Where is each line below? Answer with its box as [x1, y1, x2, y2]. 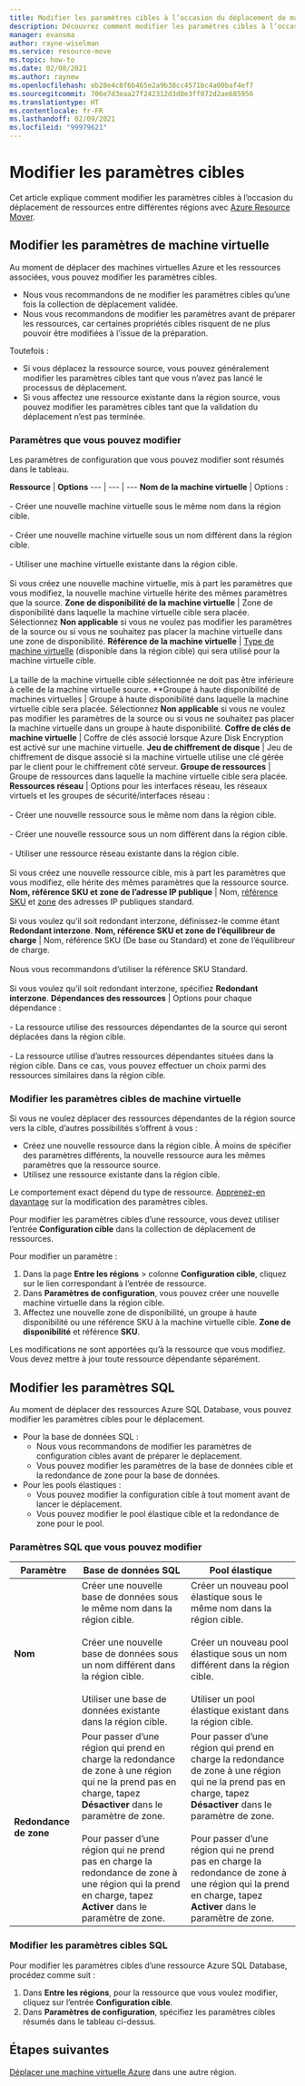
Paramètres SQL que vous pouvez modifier [9, 1540, 202, 1553]
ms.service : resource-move [9, 47, 112, 56]
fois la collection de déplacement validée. [22, 299, 179, 310]
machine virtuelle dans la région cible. [22, 1297, 165, 1308]
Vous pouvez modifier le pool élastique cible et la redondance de [35, 1509, 280, 1520]
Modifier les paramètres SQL [9, 1380, 175, 1395]
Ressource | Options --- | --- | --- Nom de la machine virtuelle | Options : [9, 482, 289, 493]
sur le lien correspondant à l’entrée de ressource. [22, 1278, 207, 1289]
